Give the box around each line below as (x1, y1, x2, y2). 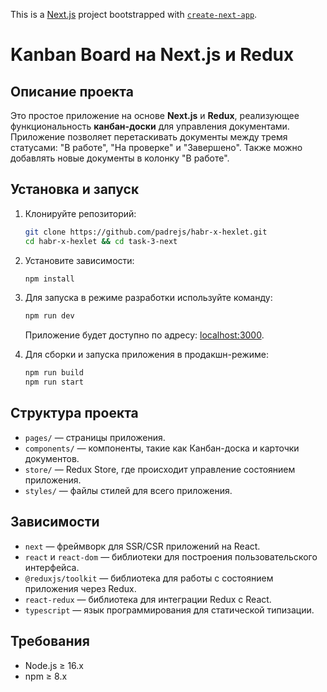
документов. (24, 452, 80, 464)
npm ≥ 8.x (24, 670, 68, 682)
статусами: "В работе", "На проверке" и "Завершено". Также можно (10, 142, 303, 153)
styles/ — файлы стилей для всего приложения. (24, 484, 233, 496)
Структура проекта (10, 405, 139, 422)
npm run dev (24, 311, 75, 321)
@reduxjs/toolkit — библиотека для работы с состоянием (24, 572, 274, 584)
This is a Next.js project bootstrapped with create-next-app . (10, 9, 258, 20)
